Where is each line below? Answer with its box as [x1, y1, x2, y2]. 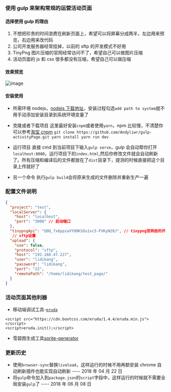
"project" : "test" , [10, 204, 51, 210]
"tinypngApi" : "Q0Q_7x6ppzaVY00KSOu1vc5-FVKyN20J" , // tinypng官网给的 [10, 228, 162, 234]
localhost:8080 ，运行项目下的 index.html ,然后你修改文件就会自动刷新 [12, 150, 158, 156]
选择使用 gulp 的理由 [5, 18, 48, 24]
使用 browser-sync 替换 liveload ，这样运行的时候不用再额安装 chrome [12, 362, 156, 368]
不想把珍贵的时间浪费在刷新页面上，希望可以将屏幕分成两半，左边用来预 [12, 31, 164, 37]
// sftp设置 [12, 233, 36, 238]
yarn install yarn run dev [51, 134, 109, 140]
